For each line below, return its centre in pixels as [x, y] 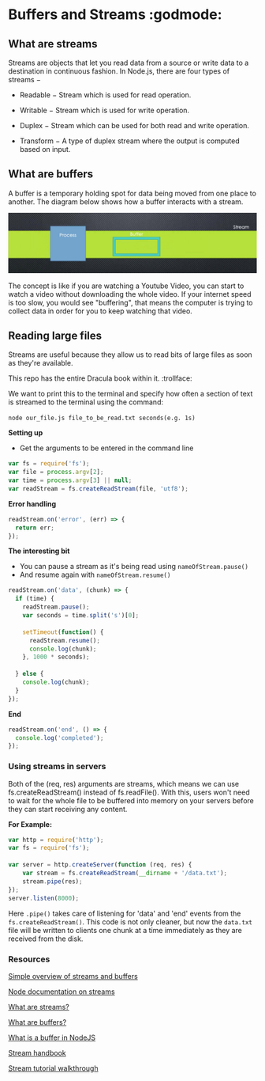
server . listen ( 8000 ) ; [44, 898]
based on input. [45, 149]
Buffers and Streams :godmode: [115, 15]
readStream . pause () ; [56, 607]
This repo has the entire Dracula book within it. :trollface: [100, 378]
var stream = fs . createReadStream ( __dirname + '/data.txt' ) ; [125, 873]
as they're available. [41, 363]
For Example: [30, 824]
